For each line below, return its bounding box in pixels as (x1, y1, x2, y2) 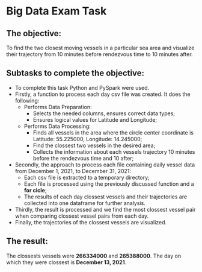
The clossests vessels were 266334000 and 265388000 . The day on (6, 252, 182, 259)
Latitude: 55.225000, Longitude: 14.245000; (32, 135, 142, 142)
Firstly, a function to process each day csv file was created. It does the (14, 90, 191, 98)
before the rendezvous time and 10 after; (32, 154, 134, 162)
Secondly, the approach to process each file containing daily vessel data (14, 161, 195, 168)
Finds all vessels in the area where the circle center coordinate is (32, 128, 194, 136)
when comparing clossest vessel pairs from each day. (14, 212, 149, 220)
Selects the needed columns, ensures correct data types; (32, 110, 176, 117)
